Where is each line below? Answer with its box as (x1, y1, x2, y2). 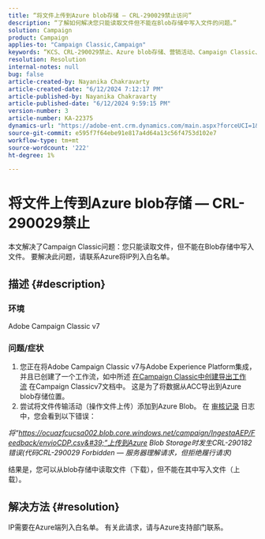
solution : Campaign (8, 26, 73, 34)
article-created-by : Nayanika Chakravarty (8, 77, 150, 85)
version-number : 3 (8, 107, 69, 115)
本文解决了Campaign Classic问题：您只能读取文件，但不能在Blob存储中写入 (8, 242, 255, 251)
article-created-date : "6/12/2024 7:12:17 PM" (8, 85, 164, 93)
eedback (8, 438, 37, 447)
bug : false (8, 70, 44, 78)
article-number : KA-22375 (8, 115, 93, 122)
